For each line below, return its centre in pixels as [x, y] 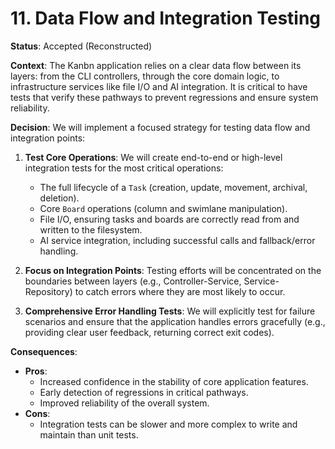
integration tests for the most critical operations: [124, 168]
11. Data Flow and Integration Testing [166, 18]
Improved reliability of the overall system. [124, 403]
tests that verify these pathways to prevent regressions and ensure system [164, 97]
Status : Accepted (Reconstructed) [81, 46]
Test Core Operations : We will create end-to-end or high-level [153, 157]
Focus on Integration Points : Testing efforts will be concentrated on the [173, 270]
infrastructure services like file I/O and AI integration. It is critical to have [159, 86]
